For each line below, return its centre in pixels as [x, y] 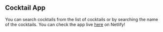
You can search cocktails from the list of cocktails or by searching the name [81, 19]
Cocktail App [25, 8]
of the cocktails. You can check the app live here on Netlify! [65, 24]
